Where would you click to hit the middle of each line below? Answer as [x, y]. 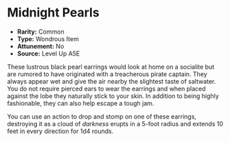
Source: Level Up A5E [48, 54]
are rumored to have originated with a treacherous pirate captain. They [107, 74]
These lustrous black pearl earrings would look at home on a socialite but [111, 67]
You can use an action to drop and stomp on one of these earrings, [102, 116]
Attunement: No [41, 46]
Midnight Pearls [53, 13]
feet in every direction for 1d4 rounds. [60, 131]
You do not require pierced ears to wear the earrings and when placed [106, 88]
